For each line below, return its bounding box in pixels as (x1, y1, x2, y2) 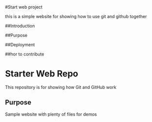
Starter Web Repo (5, 68, 78, 79)
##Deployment (5, 42, 35, 48)
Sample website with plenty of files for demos (5, 111, 97, 117)
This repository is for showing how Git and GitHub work (5, 84, 116, 90)
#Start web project (5, 4, 43, 10)
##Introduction (5, 23, 35, 29)
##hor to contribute (5, 51, 44, 57)
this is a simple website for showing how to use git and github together (5, 14, 147, 19)
